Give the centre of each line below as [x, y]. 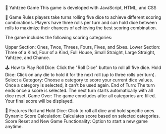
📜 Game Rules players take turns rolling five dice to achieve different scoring [83, 17]
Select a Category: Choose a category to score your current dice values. [79, 80]
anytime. [14, 126]
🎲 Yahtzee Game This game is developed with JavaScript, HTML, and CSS [81, 8]
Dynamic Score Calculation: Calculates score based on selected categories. [83, 116]
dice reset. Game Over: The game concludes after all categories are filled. [81, 96]
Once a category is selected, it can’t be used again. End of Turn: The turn [80, 85]
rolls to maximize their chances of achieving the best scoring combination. [81, 28]
